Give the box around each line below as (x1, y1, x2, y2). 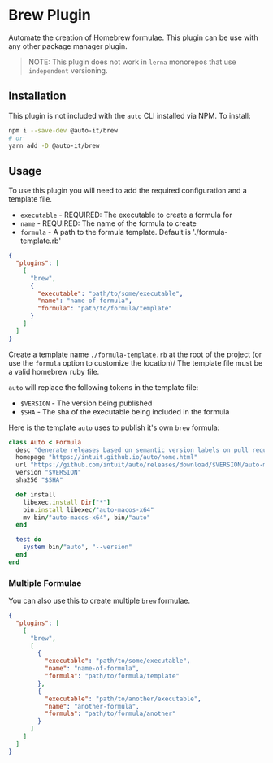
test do (15, 535, 42, 544)
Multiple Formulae (8, 577, 82, 588)
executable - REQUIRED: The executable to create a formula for (19, 210, 233, 220)
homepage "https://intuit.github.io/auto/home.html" (15, 453, 198, 462)
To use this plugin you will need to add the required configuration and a (8, 185, 248, 196)
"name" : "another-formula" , (44, 702, 140, 710)
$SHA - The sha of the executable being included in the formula (19, 406, 230, 416)
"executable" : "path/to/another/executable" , (44, 695, 201, 703)
